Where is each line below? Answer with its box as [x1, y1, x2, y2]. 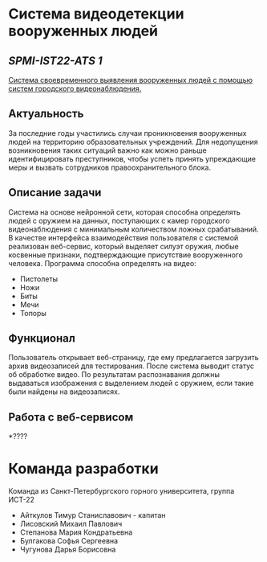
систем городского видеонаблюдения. [8, 84, 142, 93]
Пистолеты [19, 274, 59, 284]
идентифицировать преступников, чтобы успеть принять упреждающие [8, 154, 257, 163]
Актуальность [8, 107, 84, 121]
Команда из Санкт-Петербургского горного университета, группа [8, 486, 235, 496]
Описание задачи [8, 186, 102, 199]
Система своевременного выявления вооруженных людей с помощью [8, 76, 253, 84]
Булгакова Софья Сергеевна [19, 536, 119, 546]
